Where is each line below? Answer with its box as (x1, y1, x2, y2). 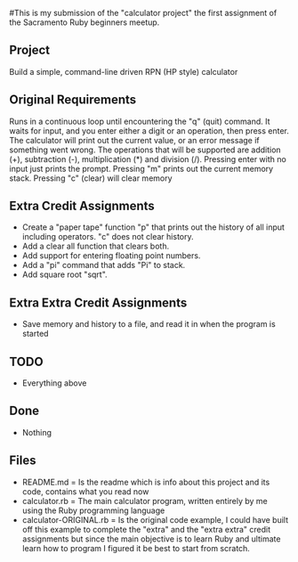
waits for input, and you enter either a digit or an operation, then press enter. (9, 125, 289, 136)
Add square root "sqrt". (21, 269, 109, 280)
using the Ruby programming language (21, 505, 165, 516)
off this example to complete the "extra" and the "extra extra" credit (21, 524, 271, 534)
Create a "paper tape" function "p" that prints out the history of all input (21, 222, 285, 232)
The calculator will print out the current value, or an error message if (9, 134, 260, 145)
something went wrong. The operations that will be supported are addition (9, 144, 282, 155)
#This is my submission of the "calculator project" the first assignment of (9, 8, 278, 18)
